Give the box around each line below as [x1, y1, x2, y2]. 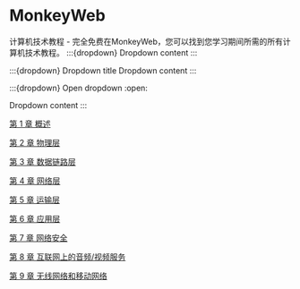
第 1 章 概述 [9, 118, 51, 129]
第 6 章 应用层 [9, 213, 61, 224]
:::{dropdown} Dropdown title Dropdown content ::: [9, 64, 197, 76]
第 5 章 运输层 [9, 194, 61, 205]
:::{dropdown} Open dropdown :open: [9, 82, 148, 93]
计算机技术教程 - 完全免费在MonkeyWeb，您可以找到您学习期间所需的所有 [9, 36, 284, 47]
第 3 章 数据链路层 [9, 156, 76, 166]
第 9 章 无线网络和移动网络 [9, 270, 107, 281]
